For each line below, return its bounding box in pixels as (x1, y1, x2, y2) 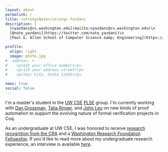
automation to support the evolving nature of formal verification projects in (5, 110, 159, 116)
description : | (5, 21, 37, 26)
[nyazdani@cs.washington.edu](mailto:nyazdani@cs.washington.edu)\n (9, 26, 155, 31)
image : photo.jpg (9, 53, 46, 58)
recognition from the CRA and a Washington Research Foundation (5, 130, 141, 136)
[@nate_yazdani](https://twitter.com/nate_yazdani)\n (9, 30, 124, 35)
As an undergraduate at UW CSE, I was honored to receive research (5, 125, 145, 131)
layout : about (5, 7, 35, 12)
